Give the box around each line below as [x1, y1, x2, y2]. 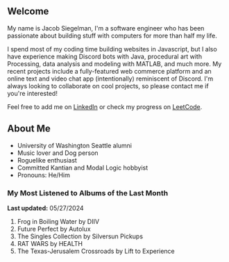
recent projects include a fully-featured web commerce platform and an [7, 67, 212, 75]
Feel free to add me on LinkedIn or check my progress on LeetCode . [7, 102, 203, 110]
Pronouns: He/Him [17, 170, 71, 179]
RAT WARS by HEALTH [17, 239, 83, 247]
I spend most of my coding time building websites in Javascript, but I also [7, 44, 217, 53]
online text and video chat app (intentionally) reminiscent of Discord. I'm [7, 74, 214, 83]
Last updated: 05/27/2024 [7, 204, 85, 212]
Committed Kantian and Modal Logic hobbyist [17, 163, 149, 172]
